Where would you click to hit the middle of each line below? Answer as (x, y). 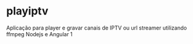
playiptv (27, 11)
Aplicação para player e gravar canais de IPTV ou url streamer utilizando (97, 28)
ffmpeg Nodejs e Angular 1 (39, 34)
